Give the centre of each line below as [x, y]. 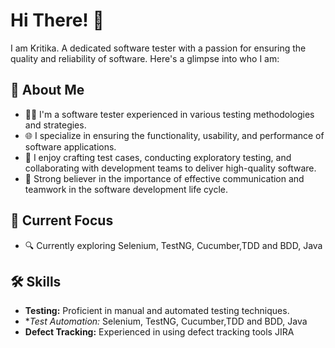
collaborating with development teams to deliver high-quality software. [170, 168]
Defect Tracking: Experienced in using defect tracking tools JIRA [159, 332]
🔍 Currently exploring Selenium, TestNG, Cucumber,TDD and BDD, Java [173, 245]
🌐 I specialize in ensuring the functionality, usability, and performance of [174, 135]
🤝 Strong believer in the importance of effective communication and [164, 178]
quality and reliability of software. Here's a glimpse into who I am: [145, 58]
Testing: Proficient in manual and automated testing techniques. [157, 311]
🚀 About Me [47, 90]
